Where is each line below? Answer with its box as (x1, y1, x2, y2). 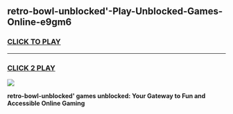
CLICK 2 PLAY (7, 63, 55, 73)
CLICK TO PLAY (7, 37, 61, 47)
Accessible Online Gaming (7, 99, 85, 107)
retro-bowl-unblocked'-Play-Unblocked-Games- (7, 6, 223, 17)
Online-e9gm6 (7, 17, 72, 28)
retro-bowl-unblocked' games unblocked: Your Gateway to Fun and (7, 91, 206, 99)
